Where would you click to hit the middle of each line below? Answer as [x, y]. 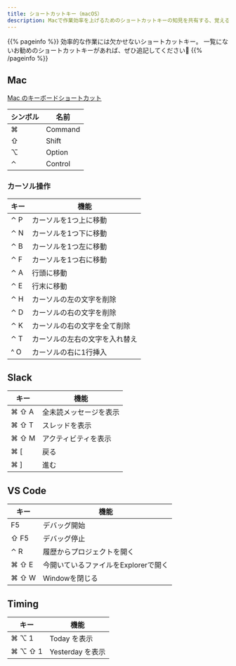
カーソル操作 [29, 186]
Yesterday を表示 [78, 652]
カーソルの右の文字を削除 [74, 312]
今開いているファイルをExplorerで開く [106, 565]
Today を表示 [71, 639]
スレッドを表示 [67, 426]
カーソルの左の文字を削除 [74, 299]
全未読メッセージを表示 [81, 412]
